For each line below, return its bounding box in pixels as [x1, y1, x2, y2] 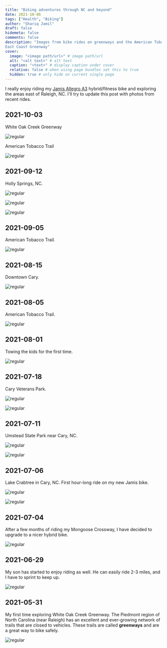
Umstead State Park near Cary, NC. [5, 433, 78, 439]
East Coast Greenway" [5, 44, 50, 49]
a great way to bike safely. [5, 627, 59, 633]
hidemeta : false [5, 30, 39, 35]
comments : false [5, 35, 39, 40]
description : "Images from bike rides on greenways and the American [5, 40, 153, 45]
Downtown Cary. [5, 274, 40, 280]
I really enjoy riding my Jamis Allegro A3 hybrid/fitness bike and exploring [5, 86, 157, 92]
